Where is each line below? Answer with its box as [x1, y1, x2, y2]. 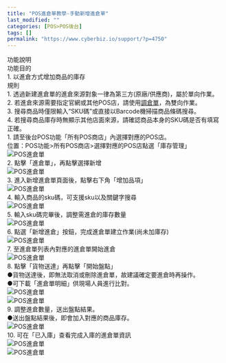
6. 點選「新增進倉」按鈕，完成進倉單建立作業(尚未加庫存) [7, 228, 170, 236]
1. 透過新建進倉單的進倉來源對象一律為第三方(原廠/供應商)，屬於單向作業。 [7, 90, 218, 98]
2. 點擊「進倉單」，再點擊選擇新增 [7, 159, 102, 167]
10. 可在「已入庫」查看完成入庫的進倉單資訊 [7, 331, 132, 340]
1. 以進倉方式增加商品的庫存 [7, 73, 86, 81]
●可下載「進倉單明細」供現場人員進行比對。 [7, 280, 133, 288]
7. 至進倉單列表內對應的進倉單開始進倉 [7, 245, 116, 253]
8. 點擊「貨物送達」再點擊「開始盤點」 [7, 262, 117, 271]
